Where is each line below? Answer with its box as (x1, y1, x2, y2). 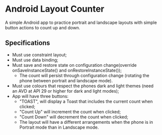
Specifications (5, 39, 50, 47)
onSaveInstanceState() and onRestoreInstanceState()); (12, 67, 122, 73)
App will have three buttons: (12, 93, 69, 99)
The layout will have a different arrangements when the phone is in (19, 119, 153, 125)
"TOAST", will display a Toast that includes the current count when (19, 98, 153, 104)
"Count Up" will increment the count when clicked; (19, 109, 121, 115)
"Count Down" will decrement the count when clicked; (19, 114, 128, 120)
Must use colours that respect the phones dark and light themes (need (12, 83, 154, 89)
